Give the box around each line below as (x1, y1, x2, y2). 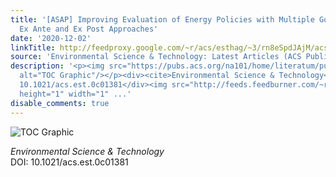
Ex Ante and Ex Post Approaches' (19, 24, 159, 34)
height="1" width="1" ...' (19, 89, 132, 99)
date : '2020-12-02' (10, 33, 92, 43)
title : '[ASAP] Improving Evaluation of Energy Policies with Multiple (10, 14, 315, 25)
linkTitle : (10, 42, 56, 53)
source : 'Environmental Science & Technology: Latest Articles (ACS (10, 52, 302, 62)
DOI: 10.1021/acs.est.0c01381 (10, 156, 129, 168)
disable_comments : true (10, 98, 110, 108)
